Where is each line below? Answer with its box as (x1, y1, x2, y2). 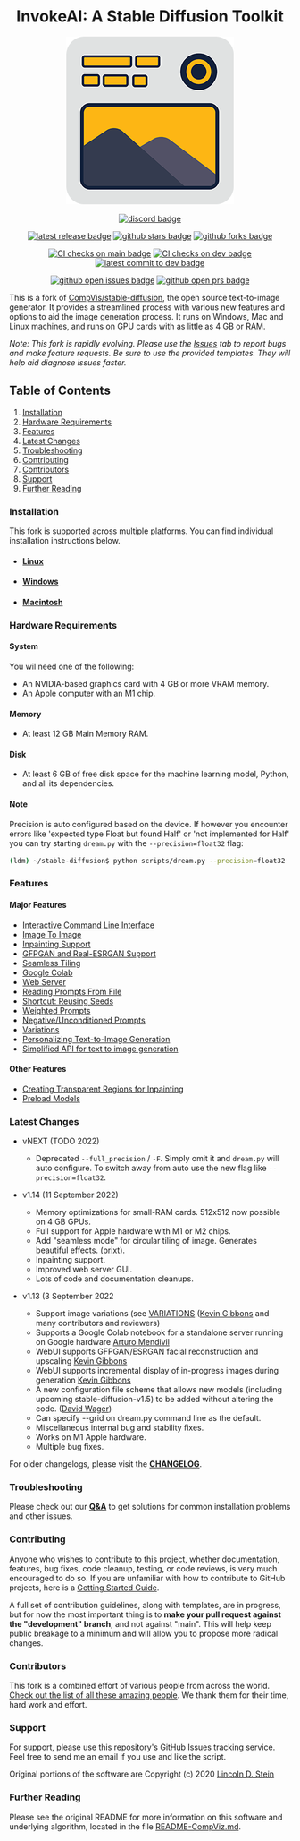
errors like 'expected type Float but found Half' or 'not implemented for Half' (9, 828, 290, 839)
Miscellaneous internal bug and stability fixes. (35, 1422, 204, 1434)
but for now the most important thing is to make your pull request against (9, 1609, 281, 1620)
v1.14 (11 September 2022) (21, 1189, 119, 1201)
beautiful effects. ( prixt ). (35, 1245, 126, 1255)
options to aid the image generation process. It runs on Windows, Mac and (9, 311, 284, 321)
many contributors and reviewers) (35, 1318, 161, 1329)
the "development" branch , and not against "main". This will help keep (9, 1618, 272, 1629)
